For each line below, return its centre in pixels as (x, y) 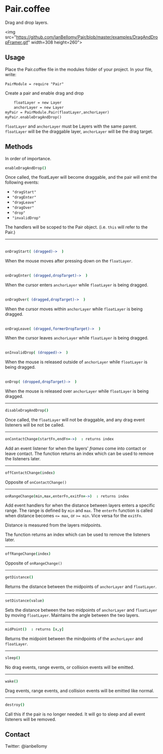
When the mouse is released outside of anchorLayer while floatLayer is (76, 362)
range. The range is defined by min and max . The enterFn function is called (79, 510)
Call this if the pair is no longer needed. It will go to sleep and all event (75, 714)
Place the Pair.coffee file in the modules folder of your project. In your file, (79, 69)
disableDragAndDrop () (27, 410)
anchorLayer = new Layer (39, 107)
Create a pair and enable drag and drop (44, 93)
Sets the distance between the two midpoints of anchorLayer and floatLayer (81, 610)
